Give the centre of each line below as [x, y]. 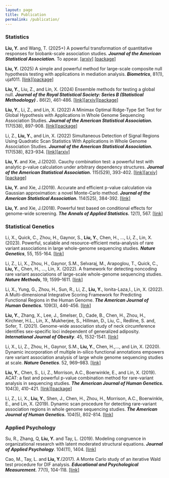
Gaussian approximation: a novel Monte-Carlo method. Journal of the [78, 193]
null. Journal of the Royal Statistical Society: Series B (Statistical [74, 95]
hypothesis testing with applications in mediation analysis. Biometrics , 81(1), [84, 74]
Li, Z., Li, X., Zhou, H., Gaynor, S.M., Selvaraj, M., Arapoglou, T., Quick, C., [82, 263]
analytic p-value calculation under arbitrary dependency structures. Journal [84, 167]
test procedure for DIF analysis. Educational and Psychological [72, 465]
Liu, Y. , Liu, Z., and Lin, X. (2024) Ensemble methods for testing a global [80, 89]
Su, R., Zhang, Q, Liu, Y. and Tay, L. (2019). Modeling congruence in [76, 439]
